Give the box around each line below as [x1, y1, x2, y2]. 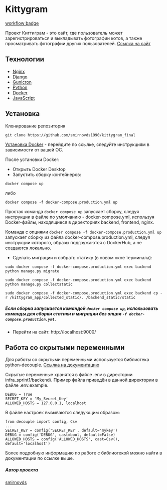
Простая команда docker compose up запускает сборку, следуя [5, 208, 139, 214]
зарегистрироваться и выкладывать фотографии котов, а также [5, 35, 142, 41]
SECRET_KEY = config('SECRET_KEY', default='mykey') [5, 428, 118, 433]
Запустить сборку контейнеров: [12, 172, 82, 178]
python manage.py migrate [5, 268, 59, 274]
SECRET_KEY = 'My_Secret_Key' [5, 396, 69, 402]
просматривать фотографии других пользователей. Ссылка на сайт [5, 40, 151, 46]
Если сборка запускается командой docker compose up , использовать [5, 305, 158, 311]
